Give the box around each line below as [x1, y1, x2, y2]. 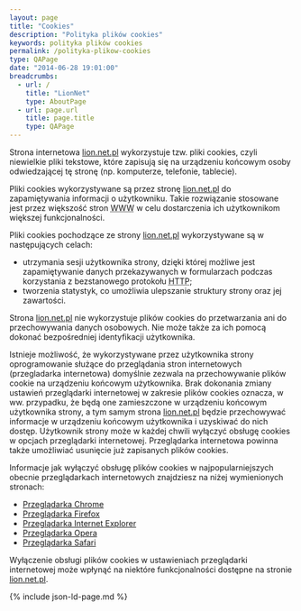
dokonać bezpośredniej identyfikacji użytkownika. [9, 332, 196, 342]
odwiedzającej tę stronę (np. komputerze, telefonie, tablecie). [9, 166, 237, 177]
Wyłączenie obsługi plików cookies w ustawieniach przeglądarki [9, 555, 248, 565]
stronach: [9, 481, 45, 492]
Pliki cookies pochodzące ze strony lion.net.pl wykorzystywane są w [9, 230, 264, 240]
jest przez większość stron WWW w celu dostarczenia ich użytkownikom [9, 203, 281, 213]
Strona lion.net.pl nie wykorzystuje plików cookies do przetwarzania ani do [9, 313, 287, 323]
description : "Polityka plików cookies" [9, 30, 164, 39]
